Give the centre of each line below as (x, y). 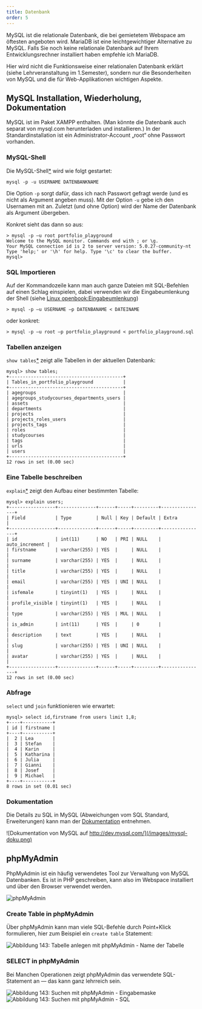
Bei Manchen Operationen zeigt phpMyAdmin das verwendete (84, 974)
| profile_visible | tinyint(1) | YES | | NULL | (84, 603)
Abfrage (19, 693)
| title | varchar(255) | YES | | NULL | (84, 571)
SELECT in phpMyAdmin (43, 961)
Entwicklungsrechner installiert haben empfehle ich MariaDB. (82, 54)
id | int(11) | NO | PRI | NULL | (87, 539)
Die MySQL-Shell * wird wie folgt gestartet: (59, 170)
